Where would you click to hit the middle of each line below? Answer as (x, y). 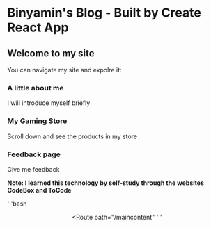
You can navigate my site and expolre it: (64, 70)
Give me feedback (33, 169)
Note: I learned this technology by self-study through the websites (105, 183)
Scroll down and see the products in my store (72, 136)
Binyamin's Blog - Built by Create (104, 13)
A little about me (36, 88)
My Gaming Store (37, 121)
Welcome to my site (51, 53)
